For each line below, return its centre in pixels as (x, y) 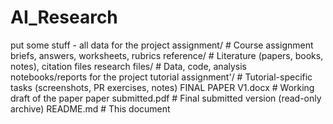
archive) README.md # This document (90, 108)
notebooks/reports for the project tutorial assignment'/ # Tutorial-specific (161, 77)
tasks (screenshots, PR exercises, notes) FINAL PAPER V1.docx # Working (162, 87)
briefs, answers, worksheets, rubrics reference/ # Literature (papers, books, (167, 55)
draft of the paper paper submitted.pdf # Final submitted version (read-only (166, 98)
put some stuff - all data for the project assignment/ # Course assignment (162, 45)
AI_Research (64, 17)
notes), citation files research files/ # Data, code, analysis (128, 66)
